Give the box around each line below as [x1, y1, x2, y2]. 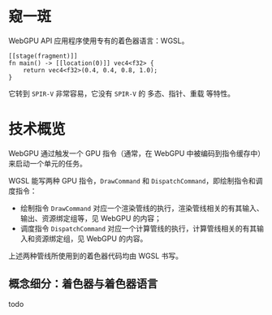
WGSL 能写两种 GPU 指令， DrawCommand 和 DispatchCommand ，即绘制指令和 [8, 175, 256, 185]
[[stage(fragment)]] [8, 52, 79, 60]
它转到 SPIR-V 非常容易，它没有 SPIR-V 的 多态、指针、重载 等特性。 [8, 88, 235, 98]
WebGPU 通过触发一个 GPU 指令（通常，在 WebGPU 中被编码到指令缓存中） [8, 148, 261, 158]
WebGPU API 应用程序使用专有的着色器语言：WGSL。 [8, 36, 189, 45]
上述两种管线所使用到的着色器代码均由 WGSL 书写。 [8, 251, 183, 261]
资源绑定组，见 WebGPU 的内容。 [34, 233, 148, 244]
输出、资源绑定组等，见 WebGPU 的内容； [19, 213, 162, 223]
